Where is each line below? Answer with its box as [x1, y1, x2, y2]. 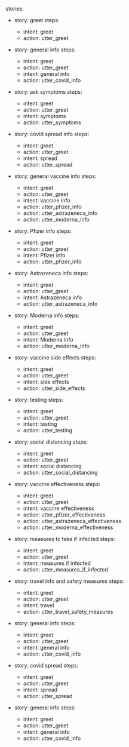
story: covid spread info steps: [14, 131, 90, 137]
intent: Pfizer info [23, 252, 66, 259]
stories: [5, 5, 24, 12]
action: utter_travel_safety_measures [23, 608, 113, 615]
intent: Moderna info [23, 336, 73, 343]
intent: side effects [23, 379, 69, 385]
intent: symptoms [23, 113, 66, 119]
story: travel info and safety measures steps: [14, 577, 124, 585]
